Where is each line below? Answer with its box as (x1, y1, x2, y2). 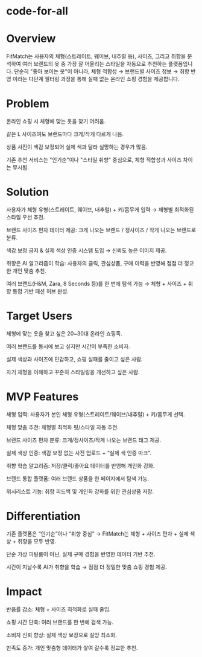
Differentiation (6, 510, 81, 523)
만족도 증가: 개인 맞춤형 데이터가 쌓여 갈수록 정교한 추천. (6, 644, 138, 651)
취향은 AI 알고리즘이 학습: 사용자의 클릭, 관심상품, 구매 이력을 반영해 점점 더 (6, 260, 183, 267)
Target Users (6, 309, 72, 323)
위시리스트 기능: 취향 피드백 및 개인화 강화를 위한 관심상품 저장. (6, 488, 154, 495)
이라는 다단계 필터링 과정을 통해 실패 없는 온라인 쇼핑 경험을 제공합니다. (12, 76, 180, 83)
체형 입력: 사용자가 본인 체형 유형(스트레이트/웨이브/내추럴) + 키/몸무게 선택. (6, 410, 185, 418)
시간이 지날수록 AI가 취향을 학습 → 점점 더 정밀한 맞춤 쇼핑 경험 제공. (6, 563, 167, 571)
